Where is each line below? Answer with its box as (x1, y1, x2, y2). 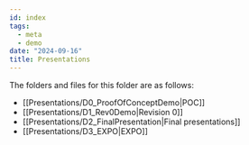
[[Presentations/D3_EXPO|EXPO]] (22, 126, 149, 136)
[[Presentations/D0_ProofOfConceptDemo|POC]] (22, 97, 206, 108)
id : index (9, 13, 47, 23)
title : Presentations (9, 55, 91, 64)
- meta (17, 30, 42, 39)
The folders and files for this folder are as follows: (9, 80, 195, 90)
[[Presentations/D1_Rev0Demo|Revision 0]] (22, 107, 183, 117)
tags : (9, 22, 30, 31)
